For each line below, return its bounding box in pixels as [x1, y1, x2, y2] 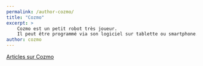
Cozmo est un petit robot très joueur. [17, 25, 118, 32]
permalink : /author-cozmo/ [6, 8, 74, 15]
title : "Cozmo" [6, 14, 45, 20]
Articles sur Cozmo [6, 53, 54, 60]
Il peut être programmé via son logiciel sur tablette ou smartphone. [17, 31, 199, 37]
